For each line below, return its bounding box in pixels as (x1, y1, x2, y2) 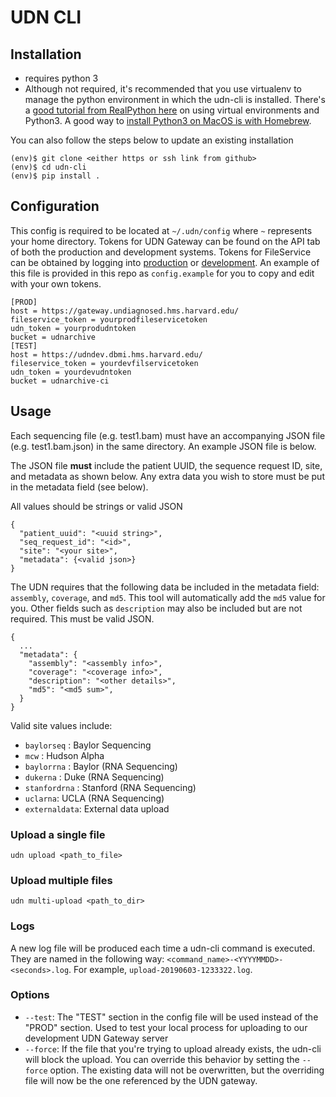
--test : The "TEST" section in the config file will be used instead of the (24, 1011, 319, 1023)
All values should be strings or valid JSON (10, 500, 183, 512)
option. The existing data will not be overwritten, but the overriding (49, 1064, 325, 1076)
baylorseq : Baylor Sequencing (24, 739, 152, 751)
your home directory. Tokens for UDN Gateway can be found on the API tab (10, 235, 321, 247)
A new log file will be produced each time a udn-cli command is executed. (10, 942, 316, 954)
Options (10, 988, 50, 1002)
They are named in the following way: (10, 952, 165, 965)
